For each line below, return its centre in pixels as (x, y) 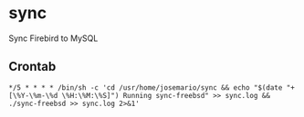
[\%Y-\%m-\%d (33, 95)
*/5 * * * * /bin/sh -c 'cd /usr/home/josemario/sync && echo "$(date (146, 88)
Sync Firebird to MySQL (53, 38)
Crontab (32, 67)
